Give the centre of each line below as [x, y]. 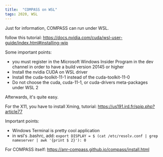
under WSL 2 [25, 87]
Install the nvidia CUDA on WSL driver [50, 72]
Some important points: [28, 52]
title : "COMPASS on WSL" [31, 10]
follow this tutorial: [24, 38]
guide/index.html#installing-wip [37, 42]
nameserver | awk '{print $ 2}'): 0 [49, 140]
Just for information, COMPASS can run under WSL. [57, 28]
